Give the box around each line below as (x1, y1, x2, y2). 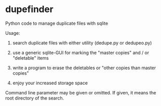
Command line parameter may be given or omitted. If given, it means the (5, 89, 156, 95)
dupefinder (5, 4, 54, 15)
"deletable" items (12, 55, 49, 61)
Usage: (5, 30, 20, 36)
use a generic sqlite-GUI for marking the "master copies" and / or (12, 49, 149, 56)
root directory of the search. (5, 95, 64, 101)
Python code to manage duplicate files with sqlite (5, 20, 108, 26)
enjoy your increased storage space (12, 80, 88, 86)
